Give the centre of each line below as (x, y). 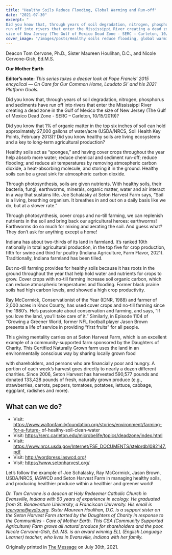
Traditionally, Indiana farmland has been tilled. (54, 258)
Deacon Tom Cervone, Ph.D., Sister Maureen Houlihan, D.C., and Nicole (81, 53)
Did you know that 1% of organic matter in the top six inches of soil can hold (86, 126)
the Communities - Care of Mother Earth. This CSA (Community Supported (84, 521)
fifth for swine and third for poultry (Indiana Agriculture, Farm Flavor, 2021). (85, 252)
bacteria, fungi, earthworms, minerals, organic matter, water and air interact (85, 189)
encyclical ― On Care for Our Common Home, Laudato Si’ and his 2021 (81, 84)
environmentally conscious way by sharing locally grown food (71, 353)
